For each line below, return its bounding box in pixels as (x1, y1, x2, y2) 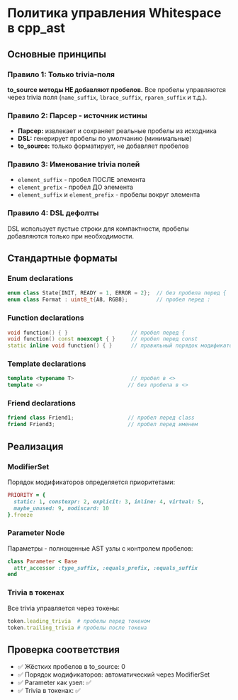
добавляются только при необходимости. (7, 231, 135, 240)
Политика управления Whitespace (7, 5, 222, 21)
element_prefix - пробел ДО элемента (17, 183, 133, 192)
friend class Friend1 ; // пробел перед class (7, 414, 195, 422)
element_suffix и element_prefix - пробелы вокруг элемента (17, 190, 200, 199)
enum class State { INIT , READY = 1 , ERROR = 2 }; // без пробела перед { (7, 289, 227, 297)
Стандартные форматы (7, 253, 118, 265)
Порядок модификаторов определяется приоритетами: (7, 478, 176, 486)
